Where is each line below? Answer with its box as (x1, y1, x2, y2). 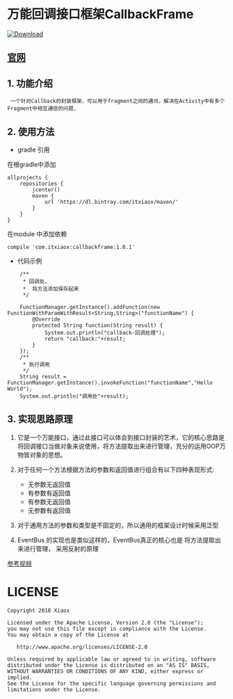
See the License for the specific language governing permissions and (7, 680, 216, 687)
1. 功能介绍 (7, 77, 54, 89)
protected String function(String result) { (32, 321, 163, 329)
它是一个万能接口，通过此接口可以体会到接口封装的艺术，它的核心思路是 (17, 433, 225, 442)
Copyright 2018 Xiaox (7, 606, 70, 614)
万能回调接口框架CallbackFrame (7, 6, 194, 22)
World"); (7, 385, 33, 392)
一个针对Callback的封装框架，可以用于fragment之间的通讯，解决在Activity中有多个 (10, 98, 225, 105)
